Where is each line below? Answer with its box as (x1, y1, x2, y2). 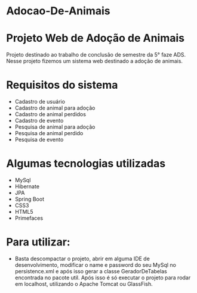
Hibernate (14, 183, 40, 190)
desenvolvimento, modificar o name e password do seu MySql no (14, 261, 176, 269)
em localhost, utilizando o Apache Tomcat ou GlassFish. (14, 280, 153, 287)
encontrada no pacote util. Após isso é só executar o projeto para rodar (14, 274, 191, 281)
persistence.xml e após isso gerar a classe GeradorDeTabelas (14, 267, 167, 275)
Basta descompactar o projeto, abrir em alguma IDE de (14, 255, 150, 262)
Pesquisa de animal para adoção (14, 123, 96, 130)
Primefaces (14, 214, 44, 222)
